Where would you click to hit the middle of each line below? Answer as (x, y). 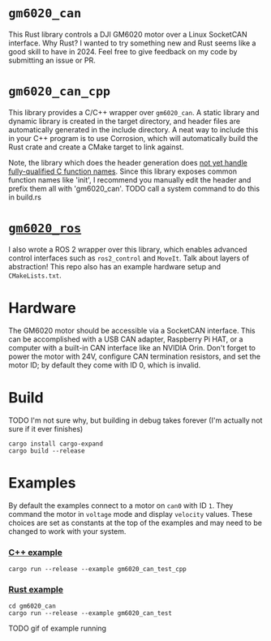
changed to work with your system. (67, 531)
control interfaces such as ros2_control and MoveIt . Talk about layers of (129, 258)
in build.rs (25, 197)
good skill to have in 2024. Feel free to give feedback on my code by (123, 51)
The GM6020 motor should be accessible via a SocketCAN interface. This (132, 330)
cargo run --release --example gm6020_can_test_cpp (97, 569)
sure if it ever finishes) (46, 428)
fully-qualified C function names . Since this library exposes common (123, 171)
